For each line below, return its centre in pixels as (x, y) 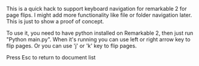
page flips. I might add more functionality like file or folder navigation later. (99, 15)
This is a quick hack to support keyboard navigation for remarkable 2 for (96, 9)
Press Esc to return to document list (51, 57)
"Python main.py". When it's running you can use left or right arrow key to (99, 39)
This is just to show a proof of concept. (55, 21)
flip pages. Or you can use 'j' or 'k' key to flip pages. (72, 46)
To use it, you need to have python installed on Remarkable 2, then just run (100, 33)
